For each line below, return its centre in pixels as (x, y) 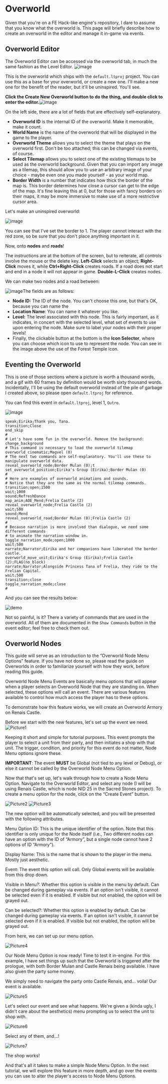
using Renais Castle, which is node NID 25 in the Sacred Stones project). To (83, 789)
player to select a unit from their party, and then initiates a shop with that (80, 743)
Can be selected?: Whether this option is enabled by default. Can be (75, 910)
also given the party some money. (40, 971)
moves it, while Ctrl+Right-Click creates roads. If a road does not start (90, 266)
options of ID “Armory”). (30, 845)
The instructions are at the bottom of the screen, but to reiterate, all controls (83, 255)
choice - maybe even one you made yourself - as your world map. (80, 175)
